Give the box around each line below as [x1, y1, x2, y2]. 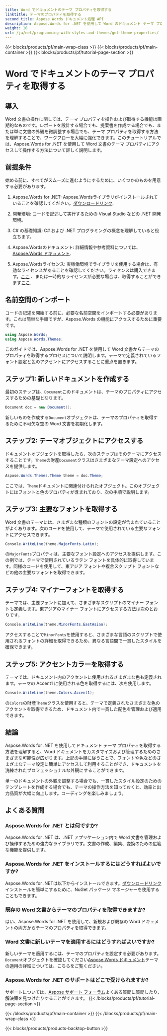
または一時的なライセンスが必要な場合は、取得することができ [35, 273, 162, 279]
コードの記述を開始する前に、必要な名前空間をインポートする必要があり [5, 310, 153, 316]
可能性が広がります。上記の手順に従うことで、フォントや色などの [22, 755, 157, 761]
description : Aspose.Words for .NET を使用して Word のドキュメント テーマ [5, 21, 154, 26]
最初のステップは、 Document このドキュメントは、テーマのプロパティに [5, 389, 149, 395]
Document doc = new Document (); [5, 405, 72, 410]
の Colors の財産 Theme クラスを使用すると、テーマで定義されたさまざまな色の [5, 700, 160, 706]
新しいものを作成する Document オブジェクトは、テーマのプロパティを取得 [5, 414, 154, 420]
